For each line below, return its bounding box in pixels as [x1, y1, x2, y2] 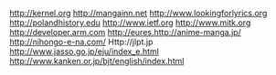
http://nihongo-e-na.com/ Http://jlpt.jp [9, 36, 154, 47]
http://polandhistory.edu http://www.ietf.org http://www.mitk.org [9, 17, 251, 28]
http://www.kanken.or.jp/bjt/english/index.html [9, 56, 185, 66]
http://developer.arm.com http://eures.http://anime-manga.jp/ [9, 27, 242, 37]
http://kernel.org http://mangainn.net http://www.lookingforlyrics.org [9, 8, 268, 18]
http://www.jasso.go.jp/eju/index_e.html [9, 46, 160, 57]
